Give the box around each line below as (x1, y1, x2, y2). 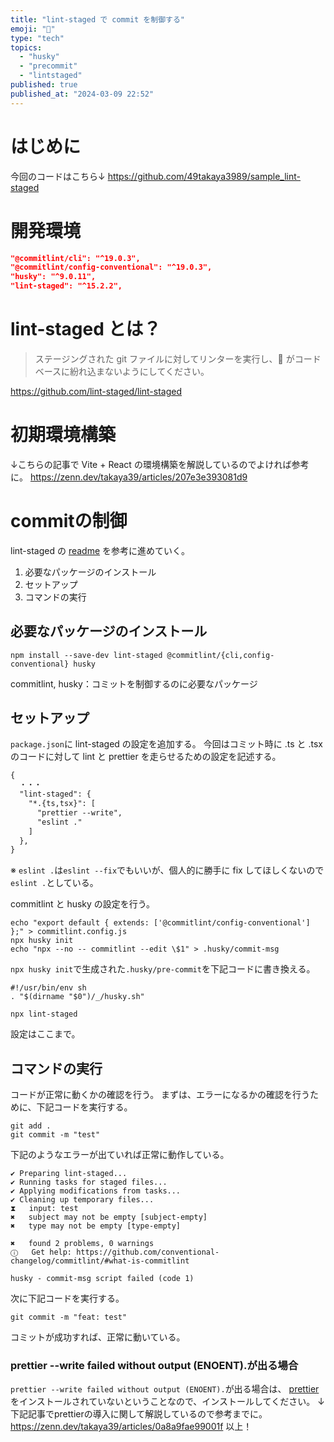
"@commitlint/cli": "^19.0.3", (10, 253, 141, 263)
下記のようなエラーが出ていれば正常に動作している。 (10, 1149, 230, 1161)
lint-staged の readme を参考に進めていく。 (10, 544, 191, 556)
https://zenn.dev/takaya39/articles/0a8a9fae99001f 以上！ (10, 1421, 253, 1433)
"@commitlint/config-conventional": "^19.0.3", (10, 262, 213, 273)
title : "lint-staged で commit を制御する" (10, 14, 185, 25)
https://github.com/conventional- (76, 1247, 220, 1258)
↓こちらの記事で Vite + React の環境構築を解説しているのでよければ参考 (10, 458, 310, 470)
